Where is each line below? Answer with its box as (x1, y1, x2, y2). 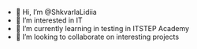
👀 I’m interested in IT (15, 16, 83, 25)
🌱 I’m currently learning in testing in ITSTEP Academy (15, 24, 190, 33)
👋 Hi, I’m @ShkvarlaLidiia (15, 8, 97, 16)
